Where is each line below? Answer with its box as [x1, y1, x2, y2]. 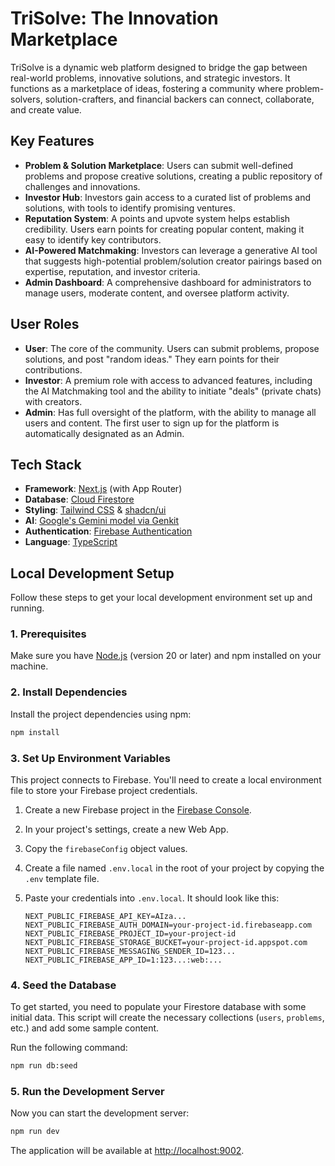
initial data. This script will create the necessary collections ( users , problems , [10, 1012, 325, 1024]
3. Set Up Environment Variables [10, 751, 171, 765]
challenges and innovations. [24, 180, 141, 192]
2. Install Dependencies [10, 685, 128, 699]
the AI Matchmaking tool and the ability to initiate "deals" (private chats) [24, 385, 322, 397]
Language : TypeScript [24, 536, 118, 548]
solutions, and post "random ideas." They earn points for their [24, 353, 280, 365]
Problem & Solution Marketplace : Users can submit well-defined [24, 159, 294, 171]
